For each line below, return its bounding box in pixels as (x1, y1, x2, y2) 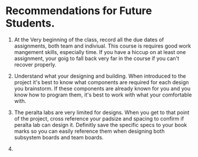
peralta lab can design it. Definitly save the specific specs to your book (14, 121, 187, 128)
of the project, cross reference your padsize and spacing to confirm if (14, 115, 184, 122)
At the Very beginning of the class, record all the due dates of (14, 36, 164, 43)
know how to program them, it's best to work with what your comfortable (14, 91, 192, 98)
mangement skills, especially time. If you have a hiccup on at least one (14, 48, 186, 55)
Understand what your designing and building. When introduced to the (14, 72, 186, 79)
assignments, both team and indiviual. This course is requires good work (14, 42, 191, 49)
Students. (5, 16, 55, 30)
